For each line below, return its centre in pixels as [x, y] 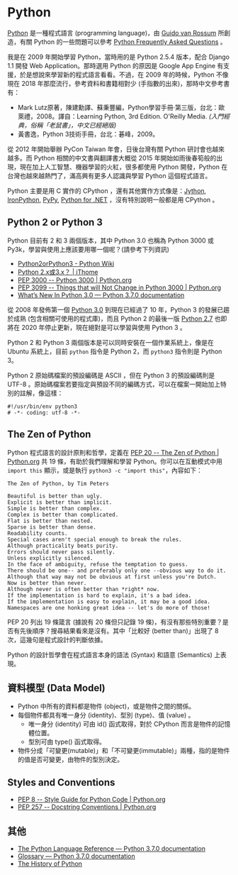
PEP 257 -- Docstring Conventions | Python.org [87, 807]
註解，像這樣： [41, 393]
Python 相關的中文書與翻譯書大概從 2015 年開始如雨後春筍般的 [125, 158]
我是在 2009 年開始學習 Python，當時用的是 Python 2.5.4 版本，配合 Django [119, 57]
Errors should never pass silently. [61, 552]
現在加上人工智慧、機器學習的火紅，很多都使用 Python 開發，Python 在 [124, 167]
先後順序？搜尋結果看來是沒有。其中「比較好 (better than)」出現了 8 [119, 631]
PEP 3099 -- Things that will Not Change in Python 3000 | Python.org [119, 287]
